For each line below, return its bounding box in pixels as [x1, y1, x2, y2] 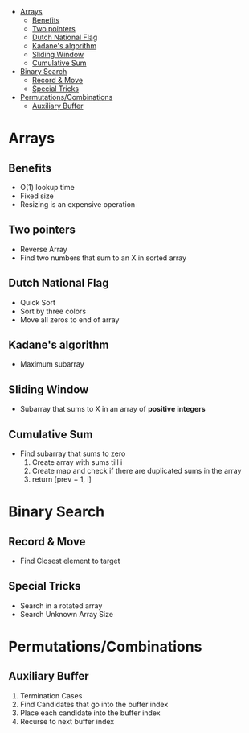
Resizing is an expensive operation [19, 200, 136, 209]
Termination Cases [19, 690, 83, 700]
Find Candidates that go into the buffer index [19, 699, 169, 709]
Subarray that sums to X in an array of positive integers [19, 404, 206, 414]
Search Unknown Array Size [19, 609, 114, 619]
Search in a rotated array [19, 600, 103, 611]
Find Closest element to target [19, 556, 120, 566]
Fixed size [19, 191, 54, 201]
